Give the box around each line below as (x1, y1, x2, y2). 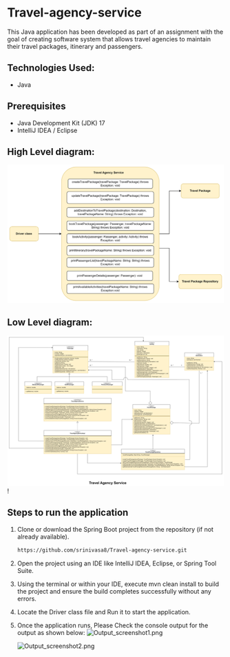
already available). (17, 532, 70, 541)
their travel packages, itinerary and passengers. (7, 42, 143, 50)
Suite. (17, 566, 34, 574)
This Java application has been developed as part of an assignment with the (7, 28, 224, 36)
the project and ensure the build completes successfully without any (17, 587, 211, 595)
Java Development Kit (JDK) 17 (17, 118, 105, 127)
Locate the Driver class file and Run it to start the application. (17, 607, 191, 616)
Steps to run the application (7, 507, 129, 519)
